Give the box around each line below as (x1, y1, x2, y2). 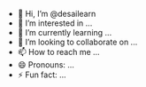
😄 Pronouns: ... (17, 59, 75, 70)
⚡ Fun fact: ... (17, 69, 66, 80)
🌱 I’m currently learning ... (17, 28, 112, 37)
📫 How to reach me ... (17, 47, 100, 57)
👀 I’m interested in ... (17, 18, 93, 28)
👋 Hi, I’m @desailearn (17, 9, 96, 19)
